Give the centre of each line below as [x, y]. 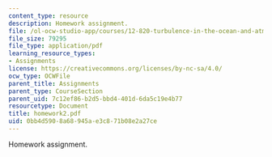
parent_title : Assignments [54, 83]
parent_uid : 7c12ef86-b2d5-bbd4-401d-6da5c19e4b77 [96, 99]
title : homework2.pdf [45, 114]
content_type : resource [49, 16]
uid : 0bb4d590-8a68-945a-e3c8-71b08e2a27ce [83, 121]
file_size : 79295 [38, 38]
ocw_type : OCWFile [39, 76]
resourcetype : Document [49, 106]
